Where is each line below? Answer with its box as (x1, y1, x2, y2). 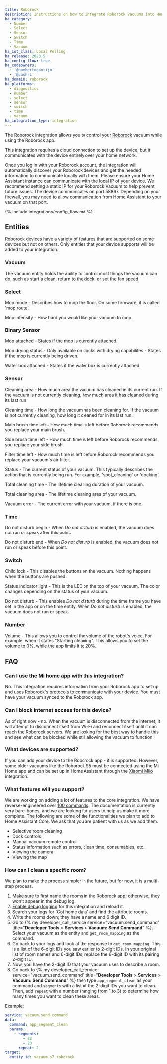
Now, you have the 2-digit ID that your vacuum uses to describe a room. (12, 961, 160, 968)
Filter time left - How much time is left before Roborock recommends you (5, 451, 155, 457)
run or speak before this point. (5, 544, 67, 550)
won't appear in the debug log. (12, 898, 76, 904)
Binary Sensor (5, 326, 41, 333)
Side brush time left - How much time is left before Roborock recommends (5, 436, 158, 442)
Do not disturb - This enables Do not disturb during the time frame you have (5, 598, 161, 604)
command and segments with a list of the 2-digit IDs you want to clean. (12, 983, 157, 989)
